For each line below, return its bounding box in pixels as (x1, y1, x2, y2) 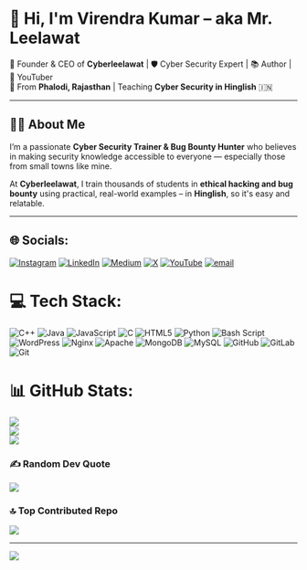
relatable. (9, 197, 46, 208)
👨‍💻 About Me (9, 117, 86, 132)
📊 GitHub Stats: (9, 380, 134, 401)
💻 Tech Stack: (9, 290, 122, 311)
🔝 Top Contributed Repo (9, 504, 119, 517)
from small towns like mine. (9, 160, 112, 172)
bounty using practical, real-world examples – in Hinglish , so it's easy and (9, 187, 291, 199)
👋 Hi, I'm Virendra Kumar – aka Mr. (9, 8, 272, 29)
